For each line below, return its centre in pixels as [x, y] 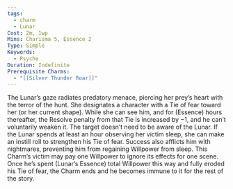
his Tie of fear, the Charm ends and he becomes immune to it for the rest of [115, 171]
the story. [21, 179]
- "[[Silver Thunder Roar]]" [56, 78]
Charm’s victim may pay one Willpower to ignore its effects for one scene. [113, 156]
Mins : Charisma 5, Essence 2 [49, 39]
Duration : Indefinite [39, 65]
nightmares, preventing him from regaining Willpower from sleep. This [107, 149]
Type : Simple [26, 46]
